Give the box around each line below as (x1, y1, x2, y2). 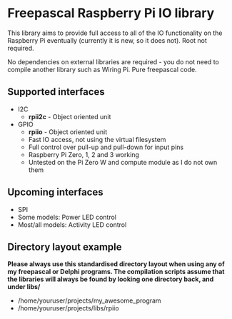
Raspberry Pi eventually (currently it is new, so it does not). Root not (7, 36, 207, 44)
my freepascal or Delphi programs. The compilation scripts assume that (7, 268, 225, 276)
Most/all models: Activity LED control (17, 220, 127, 229)
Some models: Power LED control (17, 213, 116, 221)
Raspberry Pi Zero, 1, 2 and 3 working (28, 150, 139, 158)
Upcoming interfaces (7, 186, 104, 198)
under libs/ (7, 283, 41, 291)
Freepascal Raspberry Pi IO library (7, 5, 215, 21)
